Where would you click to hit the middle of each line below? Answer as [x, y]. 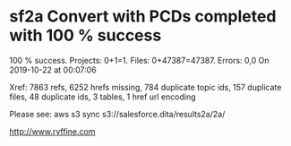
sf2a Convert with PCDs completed [143, 17]
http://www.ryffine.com [52, 131]
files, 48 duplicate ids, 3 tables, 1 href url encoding [103, 97]
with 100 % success [86, 35]
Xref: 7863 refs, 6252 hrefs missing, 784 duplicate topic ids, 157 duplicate [145, 87]
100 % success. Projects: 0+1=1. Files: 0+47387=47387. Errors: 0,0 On [139, 60]
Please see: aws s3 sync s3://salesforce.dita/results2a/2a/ [117, 114]
